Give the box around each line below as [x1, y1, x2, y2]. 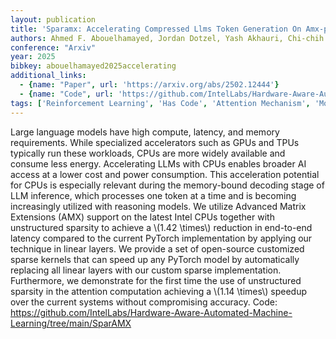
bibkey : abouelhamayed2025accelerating [10, 61, 177, 71]
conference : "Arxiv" [10, 42, 97, 53]
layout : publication [10, 14, 97, 25]
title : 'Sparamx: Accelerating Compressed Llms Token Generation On [10, 24, 302, 34]
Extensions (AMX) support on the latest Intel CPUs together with [10, 211, 275, 223]
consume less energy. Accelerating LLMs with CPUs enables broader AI [10, 157, 307, 170]
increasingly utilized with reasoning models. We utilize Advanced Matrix [10, 200, 307, 212]
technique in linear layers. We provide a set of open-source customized [10, 242, 305, 255]
